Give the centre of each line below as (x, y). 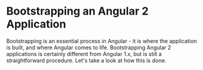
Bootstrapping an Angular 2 (77, 11)
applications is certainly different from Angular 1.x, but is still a (84, 54)
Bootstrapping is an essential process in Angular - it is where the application (102, 41)
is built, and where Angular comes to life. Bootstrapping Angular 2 (89, 47)
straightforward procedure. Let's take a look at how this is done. (86, 60)
